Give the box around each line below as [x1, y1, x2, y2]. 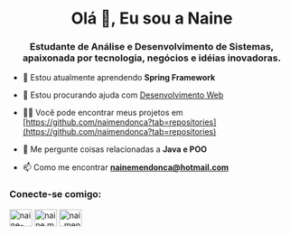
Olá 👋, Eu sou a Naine [70, 8, 233, 29]
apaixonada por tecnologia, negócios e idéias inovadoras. [22, 52, 282, 64]
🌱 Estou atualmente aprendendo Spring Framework [22, 72, 216, 83]
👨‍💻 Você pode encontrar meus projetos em [22, 108, 183, 118]
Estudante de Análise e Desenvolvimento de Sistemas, [29, 41, 275, 53]
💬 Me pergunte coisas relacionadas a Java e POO [22, 144, 208, 155]
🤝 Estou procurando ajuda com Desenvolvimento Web [22, 90, 224, 100]
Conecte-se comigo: [9, 188, 102, 201]
